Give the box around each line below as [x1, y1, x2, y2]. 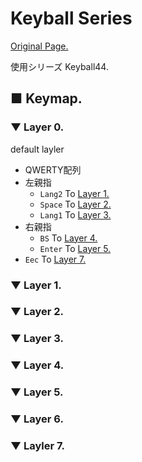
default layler [10, 143, 65, 155]
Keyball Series [10, 7, 133, 30]
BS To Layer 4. [39, 232, 98, 244]
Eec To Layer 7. [24, 253, 87, 265]
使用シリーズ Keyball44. [10, 60, 109, 72]
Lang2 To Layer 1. [39, 187, 110, 199]
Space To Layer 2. [39, 198, 112, 210]
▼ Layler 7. [10, 439, 65, 453]
